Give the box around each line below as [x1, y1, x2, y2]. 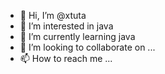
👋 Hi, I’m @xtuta [19, 10, 87, 21]
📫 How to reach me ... [19, 53, 113, 64]
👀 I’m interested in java [19, 20, 114, 32]
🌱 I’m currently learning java [19, 31, 136, 42]
